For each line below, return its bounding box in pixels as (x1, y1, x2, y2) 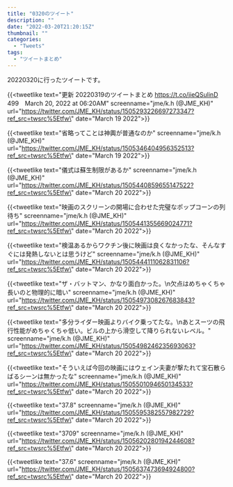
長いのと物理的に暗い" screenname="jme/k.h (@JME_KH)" (7, 288, 176, 296)
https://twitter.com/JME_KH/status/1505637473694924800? (21, 465, 195, 473)
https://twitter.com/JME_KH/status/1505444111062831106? (21, 257, 190, 265)
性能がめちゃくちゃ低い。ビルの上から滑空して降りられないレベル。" (13, 326, 211, 334)
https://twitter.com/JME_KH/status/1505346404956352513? (21, 144, 195, 152)
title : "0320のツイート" (7, 10, 74, 17)
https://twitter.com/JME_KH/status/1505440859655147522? (21, 180, 194, 189)
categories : (7, 36, 42, 43)
